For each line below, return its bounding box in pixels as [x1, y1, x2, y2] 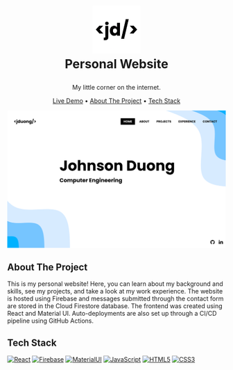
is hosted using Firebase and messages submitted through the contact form [7, 294, 224, 303]
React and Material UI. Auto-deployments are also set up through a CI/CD [7, 309, 217, 318]
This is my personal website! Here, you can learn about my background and [7, 280, 223, 288]
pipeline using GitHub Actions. [7, 316, 94, 325]
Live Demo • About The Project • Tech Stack [52, 97, 181, 105]
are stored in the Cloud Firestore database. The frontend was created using [7, 302, 223, 310]
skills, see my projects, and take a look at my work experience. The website [7, 287, 223, 296]
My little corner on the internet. [72, 83, 161, 92]
